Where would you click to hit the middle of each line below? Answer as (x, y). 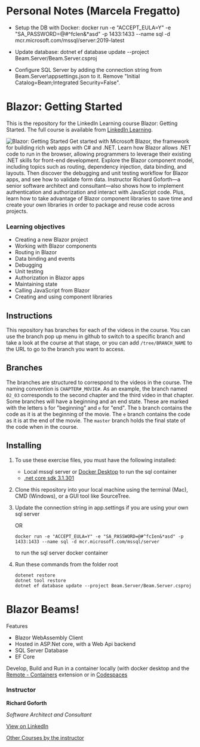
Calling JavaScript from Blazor (52, 291)
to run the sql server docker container (61, 553)
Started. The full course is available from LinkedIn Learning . (80, 129)
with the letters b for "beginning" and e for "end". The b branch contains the (99, 407)
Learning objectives (36, 227)
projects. (17, 211)
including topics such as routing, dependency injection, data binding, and (96, 166)
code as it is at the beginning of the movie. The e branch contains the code (98, 414)
